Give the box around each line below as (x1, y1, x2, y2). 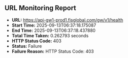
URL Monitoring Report (4, 4, 77, 12)
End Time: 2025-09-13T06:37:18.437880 (11, 27, 96, 33)
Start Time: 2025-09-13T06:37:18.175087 (11, 22, 96, 28)
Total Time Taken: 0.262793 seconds (11, 32, 89, 38)
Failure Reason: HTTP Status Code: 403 (11, 48, 94, 54)
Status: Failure (11, 43, 42, 49)
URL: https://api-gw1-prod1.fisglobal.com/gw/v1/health (11, 17, 124, 23)
